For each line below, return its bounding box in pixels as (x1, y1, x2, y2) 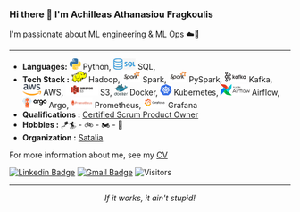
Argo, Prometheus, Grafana (48, 100, 198, 111)
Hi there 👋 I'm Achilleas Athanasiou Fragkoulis (9, 8, 214, 21)
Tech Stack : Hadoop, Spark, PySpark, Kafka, (21, 74, 273, 85)
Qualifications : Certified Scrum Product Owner (21, 109, 199, 120)
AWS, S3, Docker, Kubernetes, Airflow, (43, 87, 280, 98)
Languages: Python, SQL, (21, 62, 156, 72)
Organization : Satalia (21, 132, 104, 143)
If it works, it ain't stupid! (104, 192, 196, 204)
